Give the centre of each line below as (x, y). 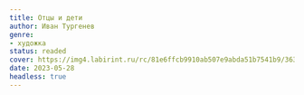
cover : (22, 60)
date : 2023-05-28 (42, 69)
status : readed (38, 52)
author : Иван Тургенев (52, 26)
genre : (22, 34)
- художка (28, 43)
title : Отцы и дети (46, 18)
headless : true (38, 77)
